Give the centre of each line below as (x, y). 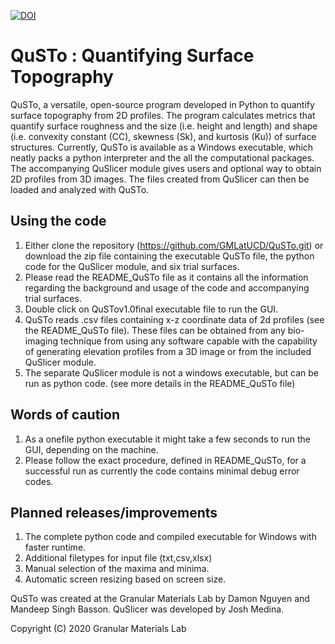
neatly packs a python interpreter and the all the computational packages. (162, 157)
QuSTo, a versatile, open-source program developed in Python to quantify (162, 104)
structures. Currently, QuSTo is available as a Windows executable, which (162, 147)
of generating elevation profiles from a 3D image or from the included (168, 351)
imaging (41, 341)
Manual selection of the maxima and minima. (117, 569)
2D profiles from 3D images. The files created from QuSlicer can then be (160, 179)
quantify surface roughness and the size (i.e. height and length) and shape (164, 126)
